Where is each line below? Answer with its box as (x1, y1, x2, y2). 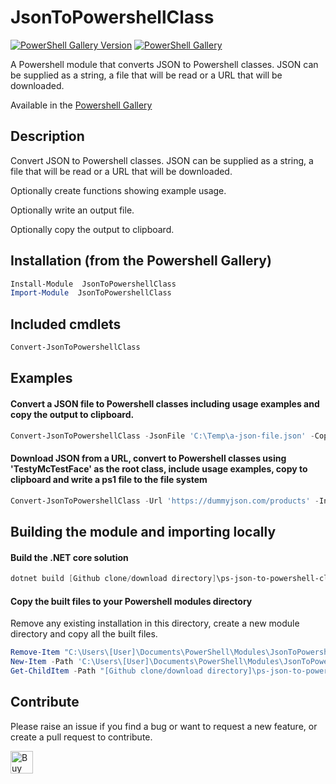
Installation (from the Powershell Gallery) (10, 252, 272, 270)
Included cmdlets (10, 316, 122, 333)
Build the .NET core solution (10, 551, 129, 563)
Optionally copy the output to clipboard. (10, 223, 175, 235)
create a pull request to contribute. (10, 731, 153, 743)
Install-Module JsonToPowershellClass (10, 279, 177, 289)
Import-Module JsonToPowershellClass (10, 288, 172, 298)
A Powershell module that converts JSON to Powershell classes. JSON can (10, 58, 319, 70)
